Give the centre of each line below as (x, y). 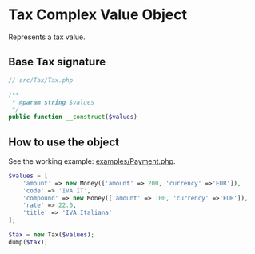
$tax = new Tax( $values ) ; (51, 235)
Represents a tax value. (47, 37)
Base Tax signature (57, 62)
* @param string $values (53, 102)
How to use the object (64, 142)
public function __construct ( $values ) (73, 117)
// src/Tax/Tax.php (41, 80)
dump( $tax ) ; (28, 242)
